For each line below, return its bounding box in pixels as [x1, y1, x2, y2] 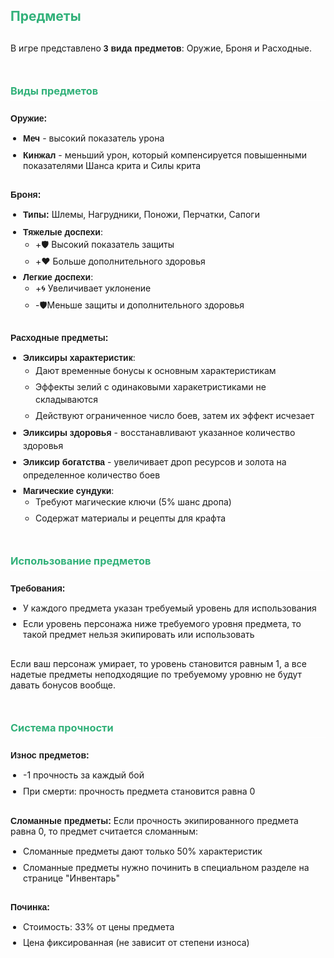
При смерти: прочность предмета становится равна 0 [23, 785, 256, 798]
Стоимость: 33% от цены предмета [23, 920, 175, 933]
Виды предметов [10, 84, 99, 98]
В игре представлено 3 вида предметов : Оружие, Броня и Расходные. [10, 42, 313, 54]
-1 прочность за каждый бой [23, 769, 145, 781]
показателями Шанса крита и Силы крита [23, 159, 202, 171]
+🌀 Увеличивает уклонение [35, 282, 152, 294]
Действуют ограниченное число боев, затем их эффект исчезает [35, 410, 315, 422]
